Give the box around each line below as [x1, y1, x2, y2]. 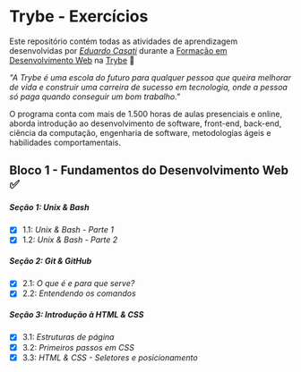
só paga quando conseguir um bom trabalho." [9, 91, 181, 102]
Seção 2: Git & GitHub [9, 256, 92, 266]
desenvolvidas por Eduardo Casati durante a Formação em [9, 45, 228, 55]
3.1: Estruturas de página [21, 332, 115, 342]
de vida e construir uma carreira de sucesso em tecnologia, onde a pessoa [9, 81, 288, 92]
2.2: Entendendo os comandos [21, 288, 136, 299]
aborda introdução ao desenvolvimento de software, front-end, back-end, [9, 118, 282, 129]
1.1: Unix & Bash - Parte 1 [21, 224, 115, 235]
